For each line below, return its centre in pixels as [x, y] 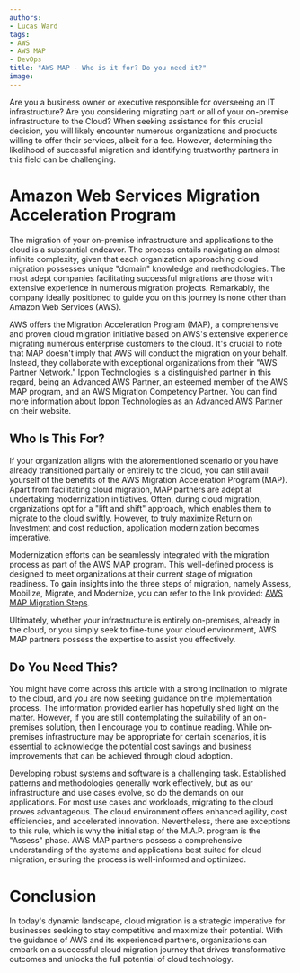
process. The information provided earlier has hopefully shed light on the [145, 708]
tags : [19, 34]
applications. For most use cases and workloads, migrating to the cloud [141, 802]
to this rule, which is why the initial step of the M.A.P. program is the [135, 831]
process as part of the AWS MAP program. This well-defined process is [141, 564]
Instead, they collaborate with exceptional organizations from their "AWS [143, 362]
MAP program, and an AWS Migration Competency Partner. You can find [143, 391]
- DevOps [26, 59]
